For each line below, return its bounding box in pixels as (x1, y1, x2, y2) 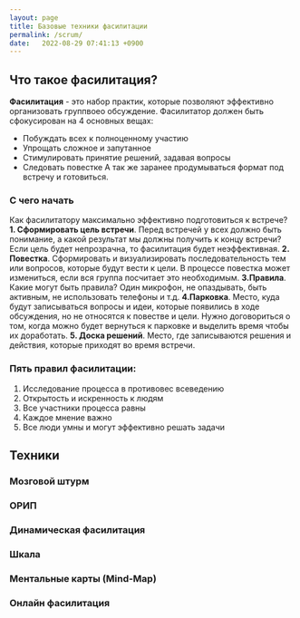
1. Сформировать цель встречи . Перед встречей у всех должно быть (9, 224, 283, 236)
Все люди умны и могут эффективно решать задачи (22, 421, 225, 432)
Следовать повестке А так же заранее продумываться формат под (22, 162, 284, 173)
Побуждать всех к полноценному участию (22, 133, 189, 144)
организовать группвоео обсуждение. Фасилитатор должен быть (9, 106, 265, 117)
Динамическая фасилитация (9, 523, 146, 536)
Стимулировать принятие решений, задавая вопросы (22, 152, 231, 163)
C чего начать (9, 194, 74, 207)
